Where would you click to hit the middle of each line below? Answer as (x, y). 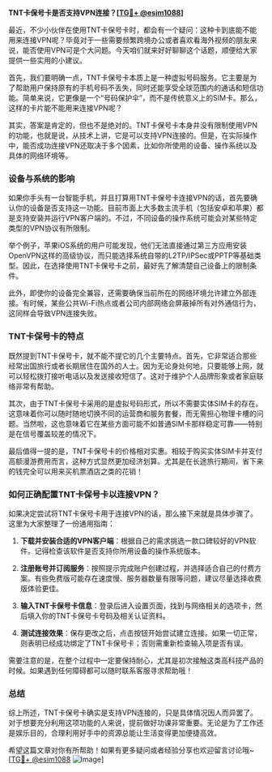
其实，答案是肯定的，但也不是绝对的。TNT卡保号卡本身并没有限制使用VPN (133, 125)
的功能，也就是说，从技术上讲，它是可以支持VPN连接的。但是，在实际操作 (133, 135)
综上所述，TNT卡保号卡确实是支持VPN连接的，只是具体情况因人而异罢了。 (133, 713)
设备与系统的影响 (42, 178)
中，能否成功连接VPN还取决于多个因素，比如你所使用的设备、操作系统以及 (133, 146)
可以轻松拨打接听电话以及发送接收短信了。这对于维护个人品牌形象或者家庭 (132, 375)
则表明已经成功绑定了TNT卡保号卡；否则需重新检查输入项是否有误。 (134, 643)
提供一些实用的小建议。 (47, 60)
